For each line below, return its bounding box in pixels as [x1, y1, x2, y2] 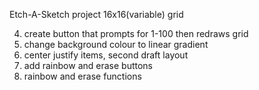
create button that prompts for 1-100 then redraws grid [23, 28, 249, 39]
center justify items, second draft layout [23, 49, 189, 61]
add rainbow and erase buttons [23, 60, 153, 71]
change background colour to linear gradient [23, 39, 209, 50]
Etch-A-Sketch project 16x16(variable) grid [9, 9, 184, 20]
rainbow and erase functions [23, 70, 142, 82]
